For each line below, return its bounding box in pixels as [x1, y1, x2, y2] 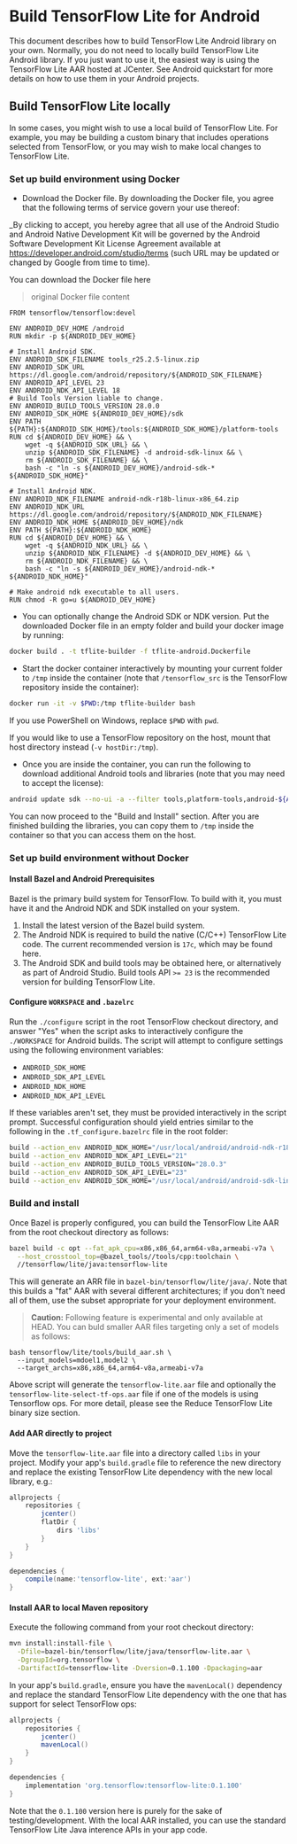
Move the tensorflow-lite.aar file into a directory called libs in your [9, 1447, 261, 1459]
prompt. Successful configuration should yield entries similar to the [9, 1117, 254, 1127]
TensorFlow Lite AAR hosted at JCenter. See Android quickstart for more [9, 64, 274, 74]
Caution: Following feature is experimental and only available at [30, 1312, 263, 1323]
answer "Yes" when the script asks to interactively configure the [9, 1026, 244, 1036]
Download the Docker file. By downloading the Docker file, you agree [21, 193, 274, 204]
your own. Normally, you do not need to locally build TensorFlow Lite [9, 44, 259, 55]
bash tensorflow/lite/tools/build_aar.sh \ [9, 1349, 172, 1358]
